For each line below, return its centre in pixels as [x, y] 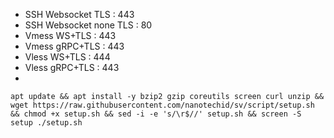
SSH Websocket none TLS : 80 [88, 25]
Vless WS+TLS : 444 [67, 57]
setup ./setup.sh [46, 123]
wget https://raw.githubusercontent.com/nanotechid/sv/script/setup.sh [162, 105]
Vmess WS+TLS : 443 [70, 35]
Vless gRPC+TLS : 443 [72, 67]
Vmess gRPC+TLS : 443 [74, 46]
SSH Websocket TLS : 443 [79, 14]
